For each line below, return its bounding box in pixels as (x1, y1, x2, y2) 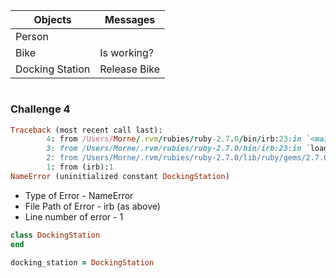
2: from (46, 153, 78, 163)
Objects (33, 13, 72, 26)
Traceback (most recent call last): (10, 125, 163, 135)
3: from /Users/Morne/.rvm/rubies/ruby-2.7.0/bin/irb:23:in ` (46, 144, 311, 154)
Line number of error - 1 (24, 210, 124, 223)
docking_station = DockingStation (10, 257, 155, 268)
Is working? (99, 46, 155, 59)
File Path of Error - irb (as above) (24, 200, 161, 212)
